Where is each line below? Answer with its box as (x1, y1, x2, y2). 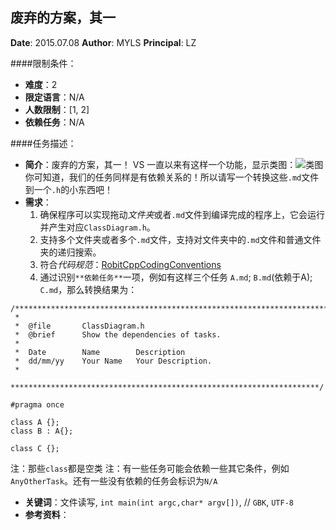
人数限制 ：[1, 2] (24, 103, 90, 115)
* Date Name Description (14, 347, 186, 357)
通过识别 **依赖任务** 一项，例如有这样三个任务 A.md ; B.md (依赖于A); (39, 271, 313, 283)
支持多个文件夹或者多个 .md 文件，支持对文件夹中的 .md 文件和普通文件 (39, 233, 322, 245)
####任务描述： (10, 137, 77, 149)
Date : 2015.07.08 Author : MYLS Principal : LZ (10, 36, 197, 48)
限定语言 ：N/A (24, 91, 85, 103)
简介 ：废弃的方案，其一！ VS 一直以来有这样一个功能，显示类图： (24, 158, 297, 170)
